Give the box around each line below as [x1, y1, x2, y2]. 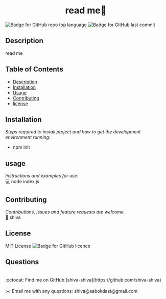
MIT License [5, 243, 32, 249]
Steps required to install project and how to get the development [5, 129, 141, 135]
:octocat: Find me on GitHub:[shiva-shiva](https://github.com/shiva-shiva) [5, 276, 162, 283]
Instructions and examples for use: [5, 173, 79, 179]
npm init [12, 144, 30, 150]
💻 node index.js [5, 178, 40, 185]
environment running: [5, 134, 51, 141]
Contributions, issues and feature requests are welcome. [5, 209, 125, 215]
